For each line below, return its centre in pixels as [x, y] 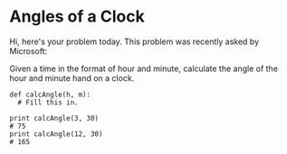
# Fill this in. [48, 102]
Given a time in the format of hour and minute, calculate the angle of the [144, 68]
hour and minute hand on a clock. [72, 77]
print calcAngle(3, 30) [54, 118]
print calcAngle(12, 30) [56, 134]
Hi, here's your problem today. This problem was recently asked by [134, 41]
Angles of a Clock [77, 17]
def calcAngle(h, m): [50, 95]
